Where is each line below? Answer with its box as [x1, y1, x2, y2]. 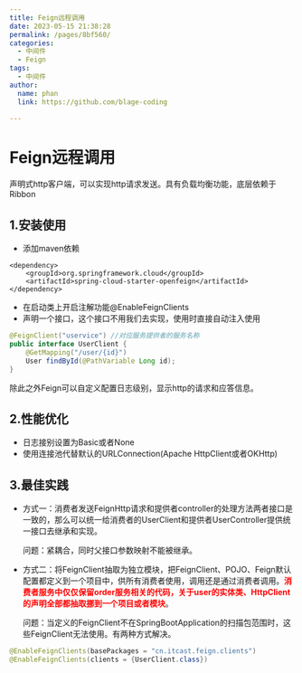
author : [9, 81, 39, 90]
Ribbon [9, 189, 36, 200]
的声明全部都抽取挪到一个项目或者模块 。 [22, 598, 174, 609]
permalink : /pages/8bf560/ [9, 30, 111, 39]
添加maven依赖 [22, 243, 80, 254]
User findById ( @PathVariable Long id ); [25, 356, 176, 365]
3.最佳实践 [9, 477, 70, 493]
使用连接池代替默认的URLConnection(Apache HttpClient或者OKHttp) [22, 449, 278, 460]
